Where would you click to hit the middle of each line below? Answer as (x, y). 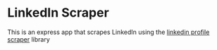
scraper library (29, 39)
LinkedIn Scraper (58, 13)
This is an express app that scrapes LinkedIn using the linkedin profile (108, 32)
